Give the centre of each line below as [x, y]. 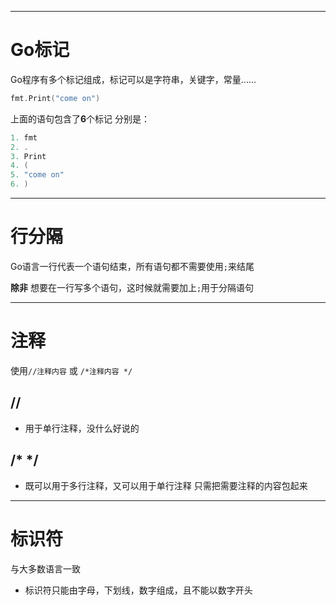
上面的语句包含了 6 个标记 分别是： [80, 118]
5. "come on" [37, 175]
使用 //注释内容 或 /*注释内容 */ [71, 370]
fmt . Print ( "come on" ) [55, 98]
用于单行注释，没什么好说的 [82, 428]
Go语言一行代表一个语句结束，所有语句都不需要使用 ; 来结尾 [132, 266]
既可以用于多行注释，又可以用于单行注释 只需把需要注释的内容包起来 [166, 485]
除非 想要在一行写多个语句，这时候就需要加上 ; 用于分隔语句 [132, 287]
